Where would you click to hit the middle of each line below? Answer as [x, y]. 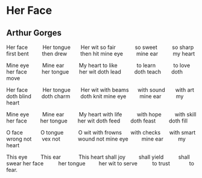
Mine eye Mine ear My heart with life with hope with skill [101, 114]
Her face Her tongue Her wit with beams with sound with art [100, 90]
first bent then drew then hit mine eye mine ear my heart [101, 54]
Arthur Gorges [34, 33]
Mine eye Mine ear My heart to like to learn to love [98, 65]
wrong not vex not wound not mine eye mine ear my [96, 139]
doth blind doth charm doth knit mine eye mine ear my [95, 96]
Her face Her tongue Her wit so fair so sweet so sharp [100, 47]
